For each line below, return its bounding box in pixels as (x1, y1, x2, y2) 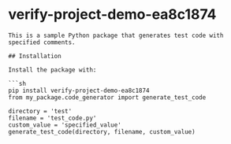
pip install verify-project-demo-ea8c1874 (8, 87, 150, 94)
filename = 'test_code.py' (8, 114, 97, 122)
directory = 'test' (8, 107, 73, 115)
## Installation (8, 52, 61, 60)
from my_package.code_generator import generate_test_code (8, 93, 207, 102)
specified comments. (8, 38, 76, 46)
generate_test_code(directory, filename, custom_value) (8, 127, 196, 135)
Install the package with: (8, 65, 97, 74)
